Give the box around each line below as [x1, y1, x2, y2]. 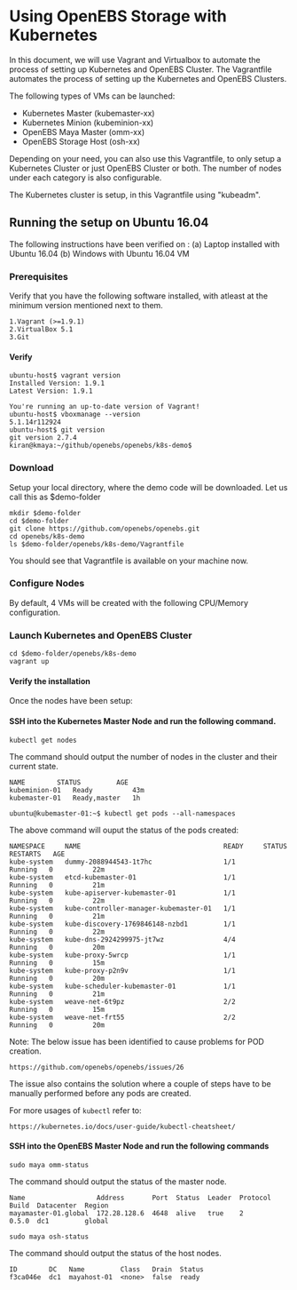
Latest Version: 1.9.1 [9, 386, 93, 396]
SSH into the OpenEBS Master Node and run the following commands [9, 1141, 270, 1151]
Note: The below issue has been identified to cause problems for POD [9, 1036, 264, 1047]
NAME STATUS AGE [9, 777, 129, 787]
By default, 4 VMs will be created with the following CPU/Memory [9, 597, 249, 608]
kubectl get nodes [9, 736, 77, 745]
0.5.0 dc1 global [9, 1216, 109, 1225]
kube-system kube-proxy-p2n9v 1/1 [9, 966, 237, 975]
